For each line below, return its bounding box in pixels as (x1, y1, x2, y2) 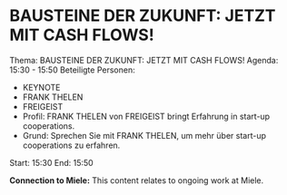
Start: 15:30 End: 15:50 (9, 157, 94, 168)
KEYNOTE (22, 82, 61, 93)
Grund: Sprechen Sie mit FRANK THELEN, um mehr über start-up (22, 130, 266, 141)
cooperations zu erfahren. (22, 140, 121, 151)
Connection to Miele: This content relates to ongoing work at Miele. (9, 174, 264, 186)
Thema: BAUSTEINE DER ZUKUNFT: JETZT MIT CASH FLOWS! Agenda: (9, 54, 279, 65)
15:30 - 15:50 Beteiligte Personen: (9, 64, 135, 75)
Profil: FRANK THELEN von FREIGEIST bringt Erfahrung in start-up (22, 111, 271, 122)
